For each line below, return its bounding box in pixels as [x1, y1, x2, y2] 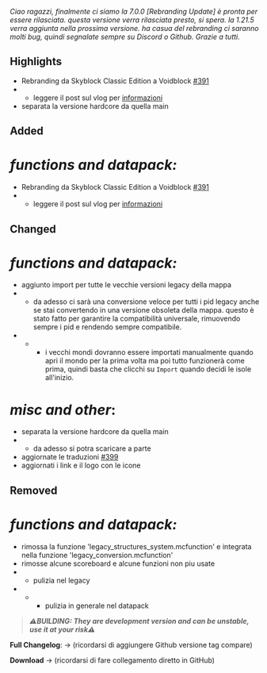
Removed [10, 483, 58, 497]
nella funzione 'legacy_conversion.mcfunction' [21, 550, 174, 560]
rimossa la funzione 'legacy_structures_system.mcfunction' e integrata [21, 541, 252, 551]
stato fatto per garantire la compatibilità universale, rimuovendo [32, 313, 241, 324]
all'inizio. [44, 373, 74, 383]
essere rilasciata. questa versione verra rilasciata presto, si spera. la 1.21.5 [10, 15, 254, 25]
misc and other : [10, 401, 116, 419]
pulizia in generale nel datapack [44, 601, 150, 610]
